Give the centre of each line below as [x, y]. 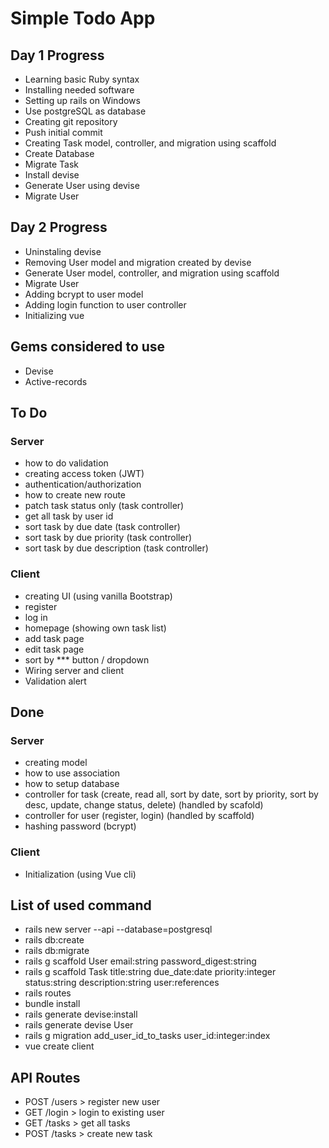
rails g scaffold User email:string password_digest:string [140, 961]
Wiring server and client [74, 670]
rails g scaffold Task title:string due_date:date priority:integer [150, 972]
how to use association [72, 773]
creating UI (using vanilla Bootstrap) [98, 596]
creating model [56, 763]
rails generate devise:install [81, 1014]
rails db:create [54, 940]
